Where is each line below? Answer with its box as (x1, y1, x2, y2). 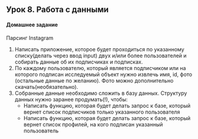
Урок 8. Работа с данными (6, 5, 109, 15)
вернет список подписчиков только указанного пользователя (23, 108, 180, 115)
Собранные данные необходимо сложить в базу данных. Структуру (14, 90, 187, 97)
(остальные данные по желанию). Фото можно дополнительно (14, 77, 174, 84)
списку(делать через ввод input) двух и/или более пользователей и (14, 52, 187, 59)
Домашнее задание (6, 21, 58, 28)
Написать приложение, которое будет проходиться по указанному (14, 45, 184, 52)
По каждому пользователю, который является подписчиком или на (14, 64, 186, 71)
